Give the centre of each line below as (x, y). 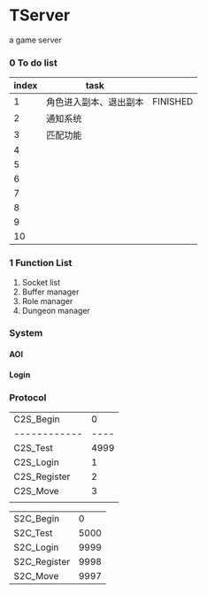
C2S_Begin (37, 419)
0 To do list (33, 63)
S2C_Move (36, 575)
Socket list (41, 282)
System (26, 333)
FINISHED (172, 102)
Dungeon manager (56, 310)
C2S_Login (36, 462)
